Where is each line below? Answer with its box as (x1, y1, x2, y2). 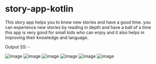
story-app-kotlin (5, 3, 74, 14)
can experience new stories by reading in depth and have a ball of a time (5, 24, 151, 30)
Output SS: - (5, 44, 30, 50)
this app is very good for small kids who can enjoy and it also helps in (5, 29, 145, 35)
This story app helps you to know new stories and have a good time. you (5, 19, 151, 25)
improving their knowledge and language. (5, 35, 89, 40)
